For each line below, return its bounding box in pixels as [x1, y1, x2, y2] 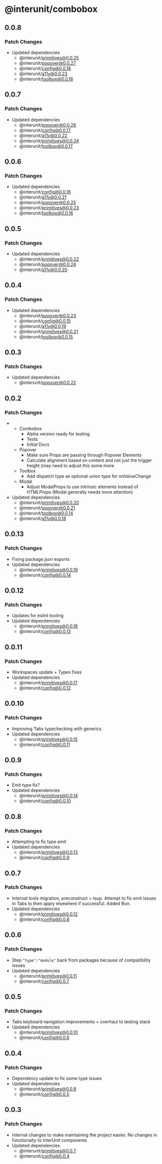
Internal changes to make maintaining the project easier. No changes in [11, 1132, 157, 1138]
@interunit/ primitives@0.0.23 [19, 205, 79, 211]
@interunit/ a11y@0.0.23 [19, 71, 68, 77]
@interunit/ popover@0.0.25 [19, 200, 76, 206]
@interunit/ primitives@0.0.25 [19, 55, 79, 61]
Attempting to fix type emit [11, 839, 66, 845]
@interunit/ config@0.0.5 [19, 1091, 70, 1097]
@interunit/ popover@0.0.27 [19, 60, 76, 66]
